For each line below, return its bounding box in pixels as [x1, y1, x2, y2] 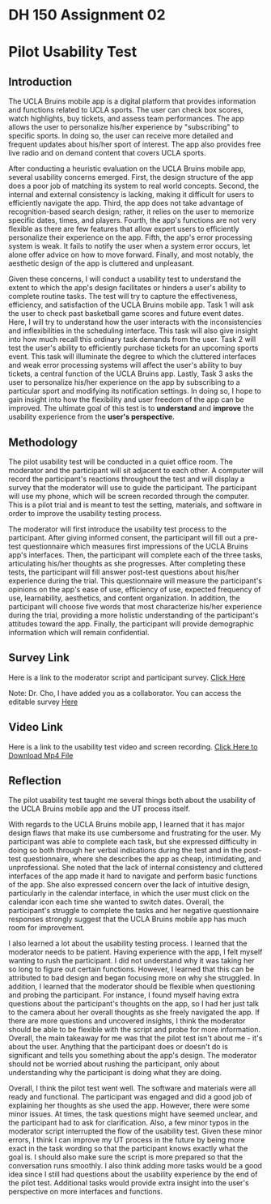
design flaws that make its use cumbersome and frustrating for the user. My [8, 828, 261, 838]
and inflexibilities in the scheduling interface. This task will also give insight [8, 326, 259, 335]
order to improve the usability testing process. [8, 509, 162, 518]
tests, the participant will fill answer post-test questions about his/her [8, 567, 239, 577]
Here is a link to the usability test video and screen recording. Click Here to [8, 741, 258, 751]
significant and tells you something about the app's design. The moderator [8, 1051, 257, 1061]
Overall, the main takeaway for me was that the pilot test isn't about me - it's [8, 1033, 263, 1043]
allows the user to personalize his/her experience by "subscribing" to [8, 122, 239, 132]
